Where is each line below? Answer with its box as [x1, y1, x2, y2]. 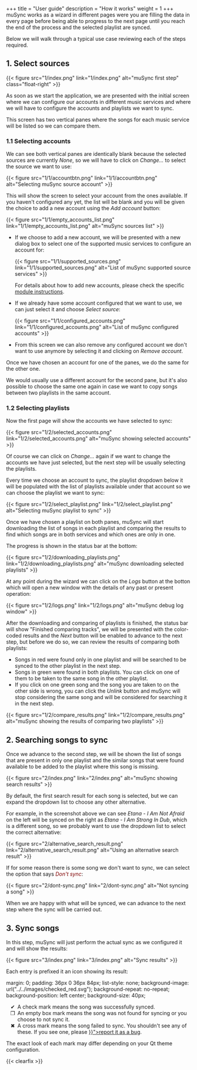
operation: [6, 591, 31, 598]
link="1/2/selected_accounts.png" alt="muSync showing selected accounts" [6, 435, 191, 442]
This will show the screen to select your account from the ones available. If [6, 192, 188, 200]
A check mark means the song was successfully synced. [17, 1003, 155, 1010]
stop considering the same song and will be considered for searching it [14, 694, 187, 701]
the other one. [6, 366, 41, 373]
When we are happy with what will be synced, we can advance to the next [6, 900, 186, 907]
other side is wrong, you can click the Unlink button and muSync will [14, 687, 181, 694]
